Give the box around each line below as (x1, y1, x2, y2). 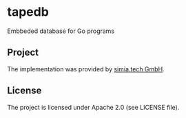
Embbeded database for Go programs (7, 27, 115, 35)
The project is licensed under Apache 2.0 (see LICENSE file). (7, 103, 180, 111)
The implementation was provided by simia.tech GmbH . (7, 64, 165, 73)
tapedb (7, 4, 50, 20)
